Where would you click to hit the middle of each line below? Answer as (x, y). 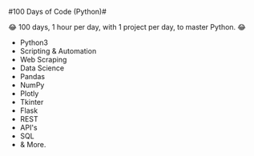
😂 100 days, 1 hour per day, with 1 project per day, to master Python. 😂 (127, 27)
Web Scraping (43, 60)
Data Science (42, 68)
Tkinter (32, 102)
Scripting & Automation (58, 51)
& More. (33, 144)
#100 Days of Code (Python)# (57, 12)
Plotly (29, 94)
